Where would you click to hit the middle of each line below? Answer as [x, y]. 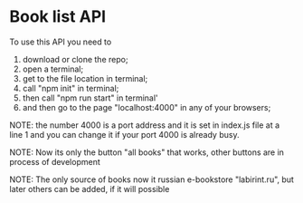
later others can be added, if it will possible [90, 188]
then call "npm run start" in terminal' [90, 98]
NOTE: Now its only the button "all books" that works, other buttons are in [147, 152]
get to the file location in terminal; [85, 78]
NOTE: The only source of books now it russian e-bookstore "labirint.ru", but [151, 179]
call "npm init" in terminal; [71, 88]
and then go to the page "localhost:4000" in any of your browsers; [147, 107]
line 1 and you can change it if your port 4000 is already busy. [124, 134]
